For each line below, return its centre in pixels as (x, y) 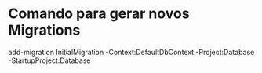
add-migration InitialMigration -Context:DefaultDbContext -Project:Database (131, 52)
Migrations (44, 30)
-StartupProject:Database (49, 60)
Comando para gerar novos (99, 14)
